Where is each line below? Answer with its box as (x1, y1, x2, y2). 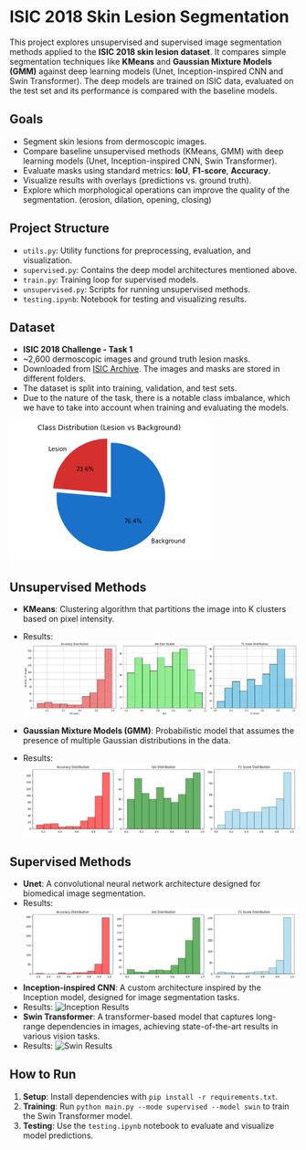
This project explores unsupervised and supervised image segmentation (9, 37, 282, 47)
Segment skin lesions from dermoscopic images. (22, 135, 207, 147)
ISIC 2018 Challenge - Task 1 (22, 344, 133, 355)
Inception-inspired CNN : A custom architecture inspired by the (22, 982, 262, 993)
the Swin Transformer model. (22, 1110, 132, 1121)
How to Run (9, 1067, 77, 1082)
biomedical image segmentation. (22, 888, 146, 899)
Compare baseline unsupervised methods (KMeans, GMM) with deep (22, 145, 284, 156)
